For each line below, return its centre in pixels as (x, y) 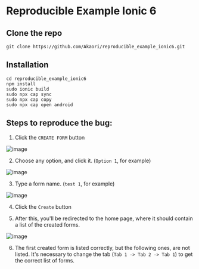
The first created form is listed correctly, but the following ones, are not (102, 248)
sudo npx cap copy (29, 100)
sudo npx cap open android (40, 105)
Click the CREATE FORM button (50, 137)
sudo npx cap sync (29, 94)
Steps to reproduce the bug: (59, 123)
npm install (21, 84)
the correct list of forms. (44, 260)
